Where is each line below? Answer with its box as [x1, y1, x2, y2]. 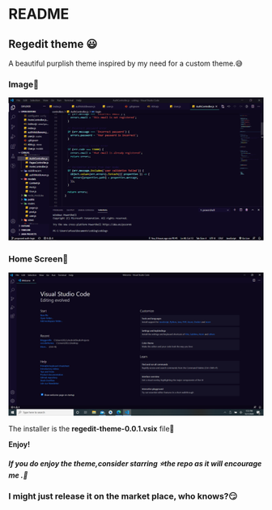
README [8, 5, 70, 23]
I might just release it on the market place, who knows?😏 [8, 491, 237, 502]
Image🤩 [8, 79, 39, 90]
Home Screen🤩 [8, 253, 69, 265]
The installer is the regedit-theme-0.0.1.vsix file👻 [8, 424, 175, 434]
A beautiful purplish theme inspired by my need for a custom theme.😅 [8, 58, 243, 68]
